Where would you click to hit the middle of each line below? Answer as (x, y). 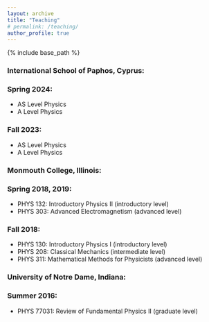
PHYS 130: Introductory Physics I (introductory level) (92, 244)
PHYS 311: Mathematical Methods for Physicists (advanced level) (110, 259)
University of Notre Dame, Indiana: (66, 277)
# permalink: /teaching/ (43, 26)
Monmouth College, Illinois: (54, 170)
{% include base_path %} (44, 53)
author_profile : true (38, 33)
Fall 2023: (25, 130)
